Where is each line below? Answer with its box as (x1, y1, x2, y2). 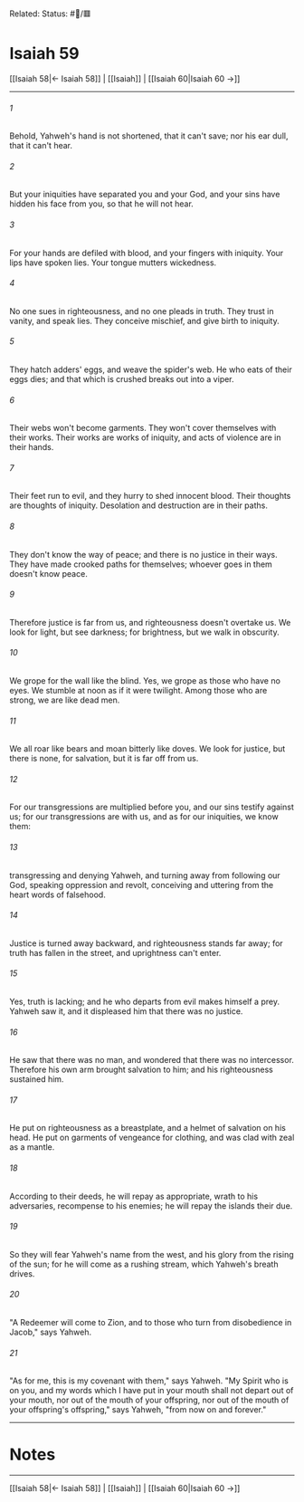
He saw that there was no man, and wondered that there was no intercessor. (9, 1055, 294, 1066)
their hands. (9, 442, 54, 453)
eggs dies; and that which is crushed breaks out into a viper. (9, 373, 234, 384)
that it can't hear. (9, 140, 72, 151)
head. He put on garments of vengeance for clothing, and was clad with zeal (9, 1132, 295, 1143)
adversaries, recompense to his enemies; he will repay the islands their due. (9, 1200, 293, 1211)
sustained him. (9, 1074, 64, 1085)
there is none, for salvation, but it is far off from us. (9, 753, 199, 764)
